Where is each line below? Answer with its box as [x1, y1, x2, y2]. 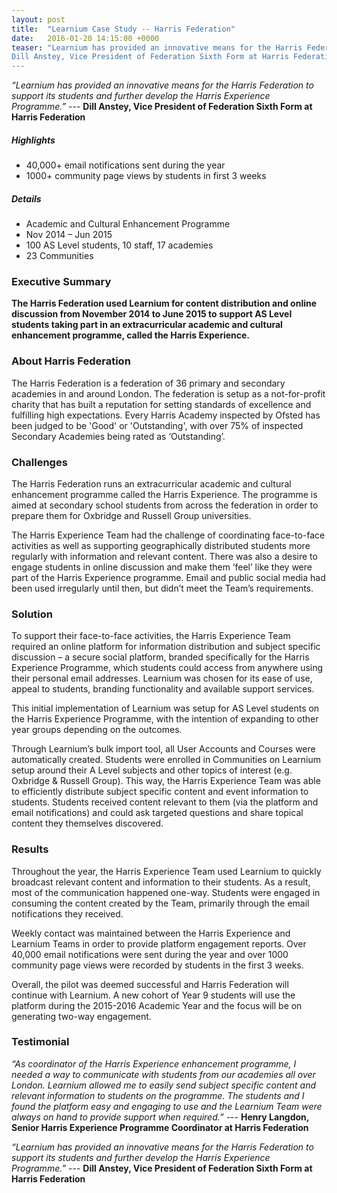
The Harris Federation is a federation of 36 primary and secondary [11, 377, 286, 389]
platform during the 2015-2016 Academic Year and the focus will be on [11, 999, 303, 1011]
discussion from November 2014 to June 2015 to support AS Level [11, 308, 293, 320]
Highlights [11, 134, 56, 146]
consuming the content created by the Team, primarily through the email [11, 897, 310, 909]
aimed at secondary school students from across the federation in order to [11, 499, 319, 511]
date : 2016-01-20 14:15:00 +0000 [11, 33, 160, 43]
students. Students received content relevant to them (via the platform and [11, 796, 319, 808]
